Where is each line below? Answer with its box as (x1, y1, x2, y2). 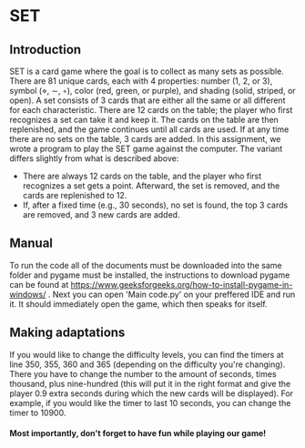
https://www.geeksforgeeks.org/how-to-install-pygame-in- (70, 279, 293, 290)
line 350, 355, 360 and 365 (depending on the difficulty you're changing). (9, 359, 286, 370)
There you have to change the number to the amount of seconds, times (9, 368, 277, 379)
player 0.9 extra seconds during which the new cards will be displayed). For (9, 388, 294, 399)
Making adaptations (9, 325, 126, 341)
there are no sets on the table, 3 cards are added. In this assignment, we (9, 134, 281, 144)
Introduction (9, 42, 82, 57)
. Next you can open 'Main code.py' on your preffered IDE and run (47, 289, 296, 300)
